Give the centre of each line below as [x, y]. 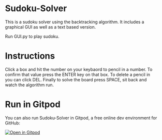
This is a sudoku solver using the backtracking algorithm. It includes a [74, 22]
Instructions [30, 56]
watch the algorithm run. [29, 85]
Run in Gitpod [33, 104]
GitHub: [13, 123]
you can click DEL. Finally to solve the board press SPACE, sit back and [76, 79]
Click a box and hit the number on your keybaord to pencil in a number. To [79, 69]
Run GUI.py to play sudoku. [32, 36]
